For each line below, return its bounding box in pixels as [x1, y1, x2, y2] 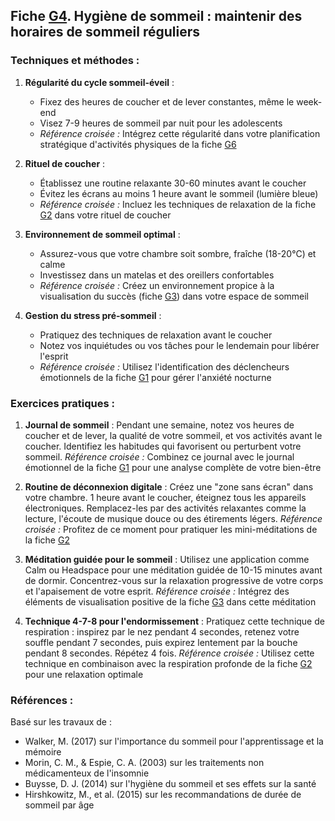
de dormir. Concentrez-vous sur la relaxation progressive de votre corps [24, 574, 324, 586]
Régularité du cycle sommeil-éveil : [24, 76, 175, 88]
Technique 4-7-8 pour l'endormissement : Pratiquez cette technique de [24, 615, 325, 627]
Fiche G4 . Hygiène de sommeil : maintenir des [10, 8, 303, 25]
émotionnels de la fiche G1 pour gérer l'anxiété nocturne [39, 371, 272, 383]
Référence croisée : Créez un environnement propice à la [39, 279, 275, 291]
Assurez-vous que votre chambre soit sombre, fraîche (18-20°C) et [39, 247, 317, 259]
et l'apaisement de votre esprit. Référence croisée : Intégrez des [24, 585, 290, 597]
